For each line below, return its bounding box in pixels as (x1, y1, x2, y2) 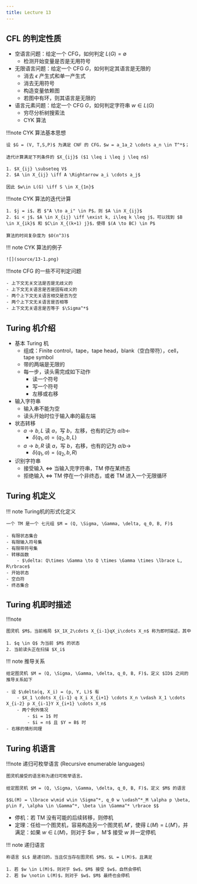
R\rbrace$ (6, 564, 31, 569)
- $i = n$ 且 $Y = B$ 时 (27, 720, 86, 726)
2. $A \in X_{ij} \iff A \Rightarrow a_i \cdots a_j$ (6, 172, 141, 178)
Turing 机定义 (6, 491, 56, 501)
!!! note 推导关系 (6, 658, 45, 665)
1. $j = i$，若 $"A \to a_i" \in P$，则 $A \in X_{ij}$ (6, 208, 142, 214)
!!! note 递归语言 (6, 842, 45, 849)
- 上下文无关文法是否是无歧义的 (6, 280, 73, 286)
